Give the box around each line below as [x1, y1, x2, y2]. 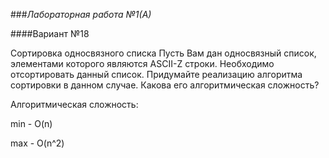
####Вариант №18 [10, 28, 90, 39]
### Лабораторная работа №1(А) [10, 9, 152, 20]
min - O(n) [10, 118, 53, 129]
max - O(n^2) [10, 137, 65, 149]
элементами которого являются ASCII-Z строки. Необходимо [10, 58, 275, 69]
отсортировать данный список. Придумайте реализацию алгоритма [10, 69, 303, 80]
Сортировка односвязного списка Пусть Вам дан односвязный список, [10, 47, 317, 59]
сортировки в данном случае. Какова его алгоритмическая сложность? [10, 79, 320, 91]
